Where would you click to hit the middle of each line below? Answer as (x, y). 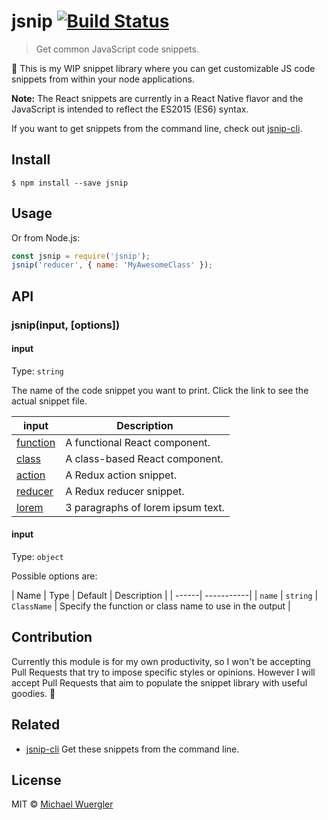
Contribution (52, 637)
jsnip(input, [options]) (66, 325)
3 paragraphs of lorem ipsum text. (145, 507)
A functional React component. (138, 442)
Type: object (37, 557)
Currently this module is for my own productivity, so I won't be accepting (161, 661)
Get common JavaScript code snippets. (117, 49)
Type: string (37, 371)
